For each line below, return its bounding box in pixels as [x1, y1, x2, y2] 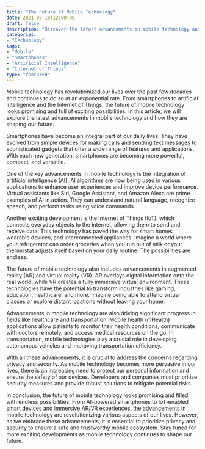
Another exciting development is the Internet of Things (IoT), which [6, 214, 175, 222]
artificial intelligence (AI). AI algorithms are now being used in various [6, 177, 181, 184]
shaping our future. [6, 120, 55, 128]
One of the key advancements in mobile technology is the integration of [6, 170, 186, 178]
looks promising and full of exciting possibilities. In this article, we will [6, 108, 181, 115]
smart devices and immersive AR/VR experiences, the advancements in [6, 404, 186, 412]
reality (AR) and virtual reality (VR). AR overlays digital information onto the [6, 272, 194, 279]
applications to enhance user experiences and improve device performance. [6, 183, 198, 191]
